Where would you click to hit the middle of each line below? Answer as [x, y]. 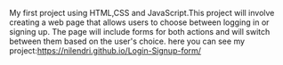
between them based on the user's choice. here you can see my [127, 41]
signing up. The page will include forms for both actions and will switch [140, 32]
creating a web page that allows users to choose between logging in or [139, 22]
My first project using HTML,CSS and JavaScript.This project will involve [142, 13]
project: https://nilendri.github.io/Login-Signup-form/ [105, 51]
